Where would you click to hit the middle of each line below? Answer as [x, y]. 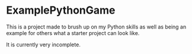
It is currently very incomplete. [44, 45]
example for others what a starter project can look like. [73, 33]
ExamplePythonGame [61, 10]
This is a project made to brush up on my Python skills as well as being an [96, 27]
